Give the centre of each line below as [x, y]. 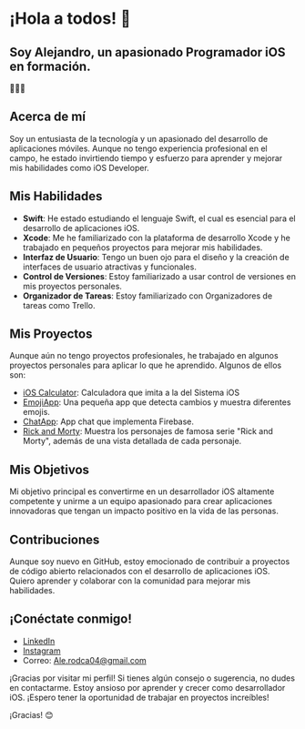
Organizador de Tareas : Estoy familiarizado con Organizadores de [147, 296]
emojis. [36, 412]
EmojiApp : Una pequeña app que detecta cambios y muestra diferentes [157, 402]
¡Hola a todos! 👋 [71, 19]
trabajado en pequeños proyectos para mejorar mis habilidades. [142, 247]
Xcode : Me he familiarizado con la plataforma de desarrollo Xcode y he [157, 238]
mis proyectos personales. [72, 286]
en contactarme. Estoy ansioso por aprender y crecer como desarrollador [147, 687]
